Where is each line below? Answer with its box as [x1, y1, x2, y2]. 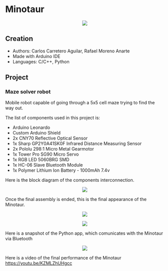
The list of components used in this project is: [5, 115, 100, 121]
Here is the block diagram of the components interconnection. [5, 177, 135, 183]
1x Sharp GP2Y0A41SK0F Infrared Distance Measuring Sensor [12, 141, 142, 147]
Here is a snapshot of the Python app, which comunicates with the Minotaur [5, 230, 163, 236]
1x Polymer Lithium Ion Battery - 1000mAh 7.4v [12, 167, 110, 173]
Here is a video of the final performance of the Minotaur [5, 255, 122, 261]
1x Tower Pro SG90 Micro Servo [12, 151, 79, 157]
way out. [5, 105, 24, 111]
